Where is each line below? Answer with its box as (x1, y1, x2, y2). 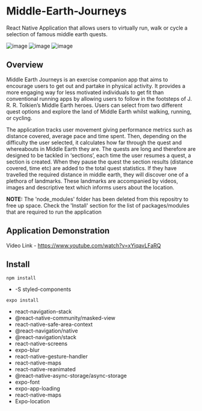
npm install (6, 275, 36, 281)
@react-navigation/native (14, 327, 78, 334)
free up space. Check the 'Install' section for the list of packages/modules (6, 202, 190, 209)
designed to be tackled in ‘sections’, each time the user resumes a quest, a (6, 151, 191, 159)
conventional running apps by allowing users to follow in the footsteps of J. (6, 95, 192, 102)
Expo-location (14, 398, 50, 405)
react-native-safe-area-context (14, 321, 93, 328)
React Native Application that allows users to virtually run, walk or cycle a (6, 24, 188, 31)
